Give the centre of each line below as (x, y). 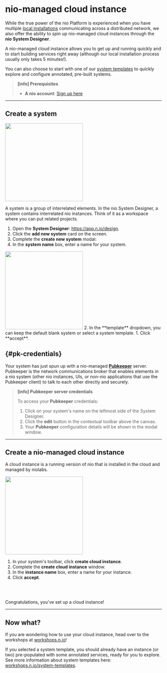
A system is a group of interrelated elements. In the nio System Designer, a (82, 208)
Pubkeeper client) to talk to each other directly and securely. (67, 382)
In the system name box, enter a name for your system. (69, 244)
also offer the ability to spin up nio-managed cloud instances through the (80, 33)
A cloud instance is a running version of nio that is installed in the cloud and (83, 464)
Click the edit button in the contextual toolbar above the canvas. (90, 421)
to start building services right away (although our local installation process (82, 54)
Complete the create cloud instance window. (59, 567)
